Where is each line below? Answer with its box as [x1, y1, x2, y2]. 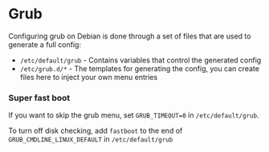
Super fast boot [8, 92, 71, 103]
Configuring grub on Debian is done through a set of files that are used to [8, 31, 251, 41]
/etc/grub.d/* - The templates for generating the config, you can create [19, 63, 259, 73]
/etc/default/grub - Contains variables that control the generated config [19, 55, 262, 65]
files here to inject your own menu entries [19, 72, 158, 82]
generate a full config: [8, 39, 82, 49]
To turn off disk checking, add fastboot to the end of [8, 126, 183, 136]
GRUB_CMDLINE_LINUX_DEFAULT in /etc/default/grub [8, 134, 173, 144]
